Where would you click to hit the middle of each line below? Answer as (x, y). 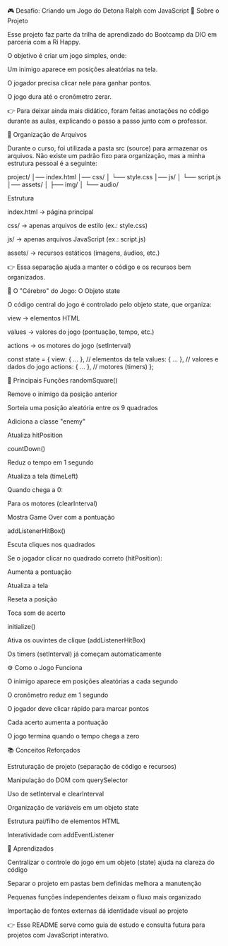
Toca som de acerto (36, 613)
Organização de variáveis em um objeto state (73, 807)
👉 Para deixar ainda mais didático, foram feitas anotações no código (108, 111)
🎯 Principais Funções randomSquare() (62, 380)
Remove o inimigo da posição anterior (62, 394)
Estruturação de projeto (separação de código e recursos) (92, 766)
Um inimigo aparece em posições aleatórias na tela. (83, 69)
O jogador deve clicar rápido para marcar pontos (78, 708)
